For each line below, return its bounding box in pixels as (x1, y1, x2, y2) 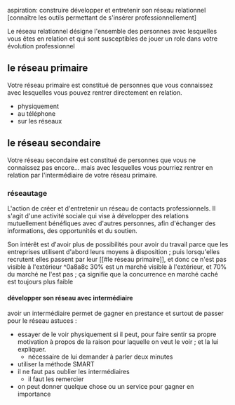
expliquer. (17, 345, 47, 354)
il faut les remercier (27, 375, 84, 383)
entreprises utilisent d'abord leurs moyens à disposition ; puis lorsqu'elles (7, 247, 220, 255)
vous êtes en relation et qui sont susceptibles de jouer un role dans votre (7, 34, 218, 43)
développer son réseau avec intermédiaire (7, 293, 133, 302)
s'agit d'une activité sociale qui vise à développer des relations (7, 211, 189, 220)
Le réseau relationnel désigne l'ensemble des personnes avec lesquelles (7, 27, 217, 35)
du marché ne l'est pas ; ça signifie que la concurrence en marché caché (7, 270, 219, 278)
